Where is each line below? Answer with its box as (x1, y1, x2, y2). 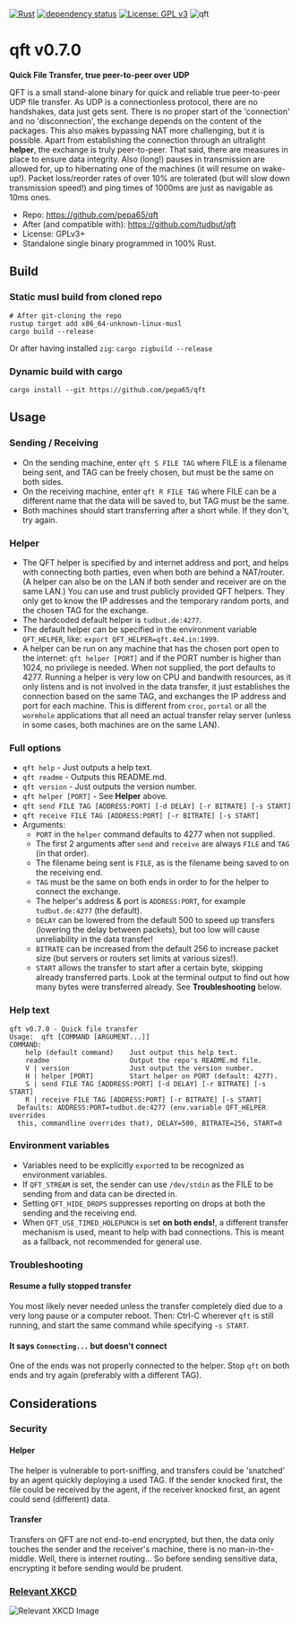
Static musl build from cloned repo (9, 291, 163, 303)
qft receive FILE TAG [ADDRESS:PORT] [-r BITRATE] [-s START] (21, 812, 260, 821)
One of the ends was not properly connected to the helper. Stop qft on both (9, 1360, 290, 1371)
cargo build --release (9, 327, 94, 336)
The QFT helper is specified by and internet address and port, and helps (21, 557, 289, 567)
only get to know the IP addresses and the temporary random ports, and (21, 595, 289, 606)
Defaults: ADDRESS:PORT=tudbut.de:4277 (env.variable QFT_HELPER (17, 1102, 267, 1112)
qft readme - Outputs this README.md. (21, 772, 167, 783)
